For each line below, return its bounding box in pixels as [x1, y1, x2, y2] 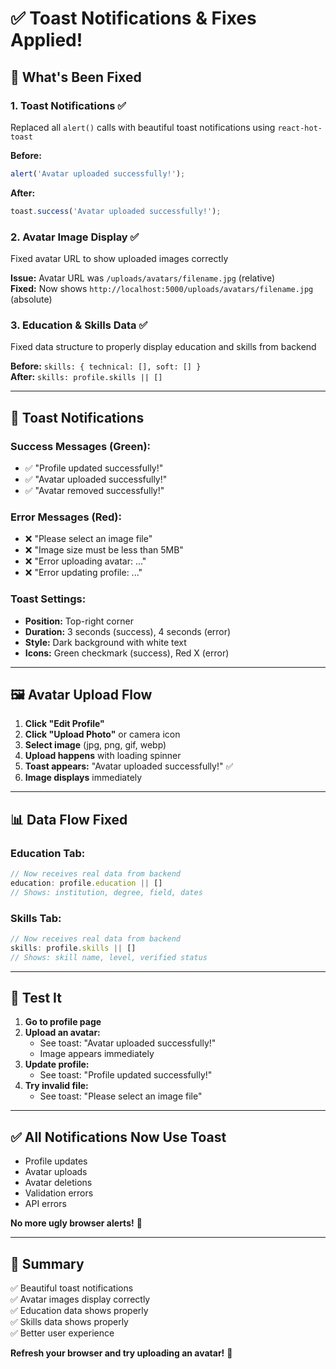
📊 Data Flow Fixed [10, 811, 128, 828]
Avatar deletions [24, 1177, 93, 1189]
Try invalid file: [24, 1080, 89, 1092]
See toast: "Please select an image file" [39, 1090, 203, 1102]
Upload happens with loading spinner [24, 750, 182, 762]
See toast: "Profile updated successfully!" [39, 1069, 213, 1081]
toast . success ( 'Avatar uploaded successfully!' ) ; [10, 206, 222, 216]
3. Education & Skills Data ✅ [10, 318, 148, 332]
